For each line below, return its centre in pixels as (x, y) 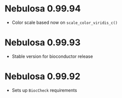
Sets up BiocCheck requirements (44, 90)
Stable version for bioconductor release (52, 56)
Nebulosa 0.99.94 (43, 9)
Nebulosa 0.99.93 (43, 43)
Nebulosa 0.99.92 (42, 76)
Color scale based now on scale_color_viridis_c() (64, 22)
